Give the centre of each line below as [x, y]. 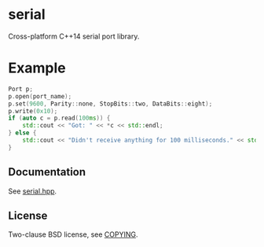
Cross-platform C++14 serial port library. [74, 36]
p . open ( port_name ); [40, 96]
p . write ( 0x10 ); [33, 111]
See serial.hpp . [33, 191]
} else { [22, 133]
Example [37, 68]
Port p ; [21, 89]
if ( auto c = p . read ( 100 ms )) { [59, 118]
